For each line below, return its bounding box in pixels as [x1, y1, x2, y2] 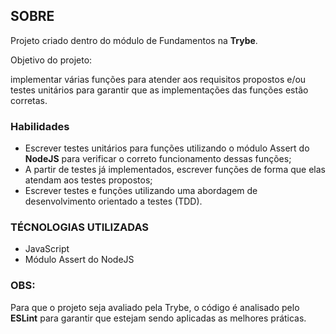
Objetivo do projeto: [10, 54, 93, 66]
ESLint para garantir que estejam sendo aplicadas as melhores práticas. [10, 312, 307, 324]
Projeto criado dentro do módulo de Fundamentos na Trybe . [10, 34, 258, 46]
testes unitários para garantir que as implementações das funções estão [10, 84, 309, 96]
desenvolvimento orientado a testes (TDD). [24, 195, 203, 208]
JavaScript [24, 243, 70, 255]
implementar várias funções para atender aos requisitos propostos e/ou [10, 73, 307, 85]
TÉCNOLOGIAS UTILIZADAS [10, 220, 150, 234]
